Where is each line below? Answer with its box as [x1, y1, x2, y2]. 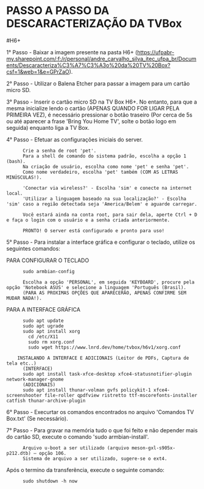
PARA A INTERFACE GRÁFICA [6, 305, 81, 313]
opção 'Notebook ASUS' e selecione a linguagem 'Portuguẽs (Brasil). [6, 284, 187, 290]
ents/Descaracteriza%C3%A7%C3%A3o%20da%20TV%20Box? [6, 62, 171, 69]
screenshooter [6, 392, 43, 398]
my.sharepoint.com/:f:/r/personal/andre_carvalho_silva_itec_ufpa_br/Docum [6, 55, 197, 62]
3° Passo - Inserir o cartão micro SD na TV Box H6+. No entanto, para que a [6, 98, 197, 105]
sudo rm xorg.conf [28, 339, 75, 345]
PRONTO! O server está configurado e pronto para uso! [22, 227, 165, 234]
